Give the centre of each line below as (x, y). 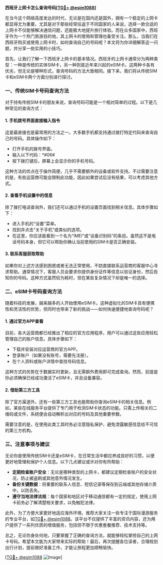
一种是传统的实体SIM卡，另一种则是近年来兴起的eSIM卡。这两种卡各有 (84, 65)
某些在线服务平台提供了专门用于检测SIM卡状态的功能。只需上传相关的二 (85, 408)
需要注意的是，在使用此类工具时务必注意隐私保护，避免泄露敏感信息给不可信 (81, 424)
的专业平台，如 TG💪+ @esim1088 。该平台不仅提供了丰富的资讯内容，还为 (78, 519)
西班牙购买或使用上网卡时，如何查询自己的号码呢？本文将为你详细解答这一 (79, 42)
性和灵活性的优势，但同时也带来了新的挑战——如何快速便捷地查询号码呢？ (79, 309)
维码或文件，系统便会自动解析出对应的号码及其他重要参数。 (65, 414)
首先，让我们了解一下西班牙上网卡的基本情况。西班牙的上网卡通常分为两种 (79, 59)
